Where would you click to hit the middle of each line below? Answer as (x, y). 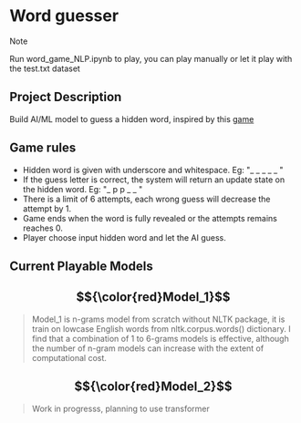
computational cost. (69, 357)
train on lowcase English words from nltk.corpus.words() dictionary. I (161, 328)
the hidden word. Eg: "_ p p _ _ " (83, 189)
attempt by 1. (47, 208)
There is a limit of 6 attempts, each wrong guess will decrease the (146, 199)
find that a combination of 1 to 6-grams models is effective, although (160, 338)
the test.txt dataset (45, 68)
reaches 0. (43, 228)
